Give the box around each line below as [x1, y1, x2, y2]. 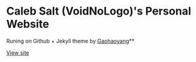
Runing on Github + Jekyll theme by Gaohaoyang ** [6, 37, 135, 44]
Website [6, 17, 49, 31]
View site [6, 49, 29, 56]
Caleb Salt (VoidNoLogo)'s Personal [6, 4, 192, 18]
